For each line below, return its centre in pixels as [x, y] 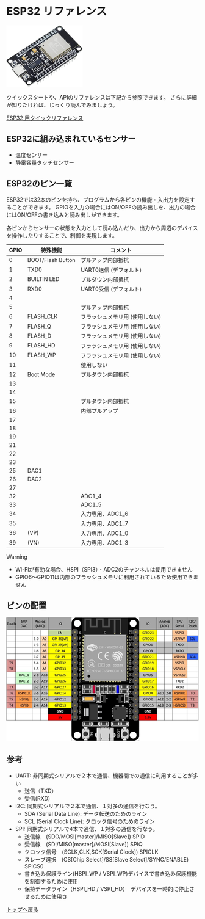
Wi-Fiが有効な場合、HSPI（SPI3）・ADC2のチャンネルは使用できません [104, 569]
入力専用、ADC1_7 [104, 523]
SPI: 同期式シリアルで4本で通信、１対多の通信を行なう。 [87, 829]
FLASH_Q [39, 326]
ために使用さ [51, 896]
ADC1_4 [91, 496]
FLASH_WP [41, 355]
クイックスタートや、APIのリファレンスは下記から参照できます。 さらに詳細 [102, 98]
